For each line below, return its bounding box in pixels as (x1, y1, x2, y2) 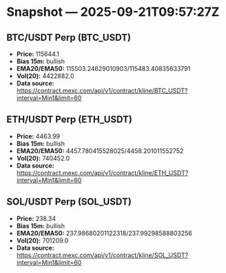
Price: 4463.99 (16, 132, 61, 140)
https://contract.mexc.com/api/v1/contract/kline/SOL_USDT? (16, 251, 189, 259)
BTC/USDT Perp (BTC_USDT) (6, 32, 132, 43)
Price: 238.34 (16, 214, 56, 223)
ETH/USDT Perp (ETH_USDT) (6, 114, 132, 125)
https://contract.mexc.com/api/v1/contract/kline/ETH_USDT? (16, 168, 189, 176)
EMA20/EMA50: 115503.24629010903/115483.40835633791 (16, 65, 191, 72)
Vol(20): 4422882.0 (16, 72, 74, 80)
